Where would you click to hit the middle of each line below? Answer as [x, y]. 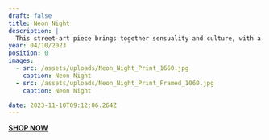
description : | [34, 31]
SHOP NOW [28, 128]
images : [21, 61]
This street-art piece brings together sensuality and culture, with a [139, 38]
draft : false [30, 16]
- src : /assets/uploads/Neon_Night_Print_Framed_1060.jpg [115, 83]
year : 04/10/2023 [37, 46]
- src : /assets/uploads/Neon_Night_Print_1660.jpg [102, 68]
